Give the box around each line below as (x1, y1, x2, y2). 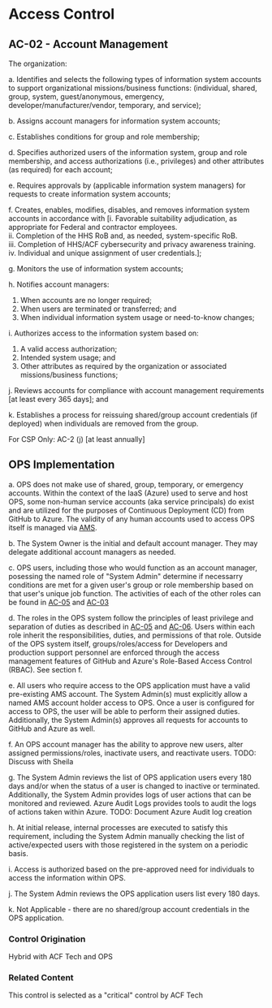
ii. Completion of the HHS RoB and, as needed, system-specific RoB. (8, 231, 238, 240)
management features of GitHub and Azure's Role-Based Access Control (8, 655, 253, 666)
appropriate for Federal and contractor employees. (8, 223, 178, 231)
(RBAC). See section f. (8, 664, 83, 674)
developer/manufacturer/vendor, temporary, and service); (8, 101, 201, 110)
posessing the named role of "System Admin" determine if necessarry (8, 571, 244, 581)
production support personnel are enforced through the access (8, 647, 220, 657)
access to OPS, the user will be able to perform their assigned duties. (8, 706, 240, 716)
